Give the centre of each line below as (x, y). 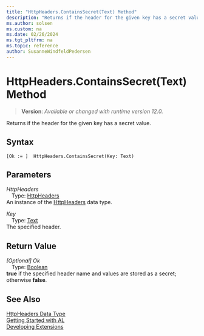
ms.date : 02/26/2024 (32, 35)
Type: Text (25, 221)
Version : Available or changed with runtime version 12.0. (92, 111)
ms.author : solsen (29, 23)
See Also (23, 299)
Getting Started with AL (36, 320)
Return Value (31, 246)
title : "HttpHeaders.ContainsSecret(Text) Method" (72, 12)
